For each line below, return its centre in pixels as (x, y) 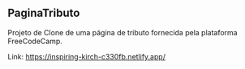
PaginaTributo (44, 13)
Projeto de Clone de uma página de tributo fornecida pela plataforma (122, 32)
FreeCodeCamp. (35, 41)
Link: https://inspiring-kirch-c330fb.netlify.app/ (86, 56)
